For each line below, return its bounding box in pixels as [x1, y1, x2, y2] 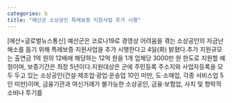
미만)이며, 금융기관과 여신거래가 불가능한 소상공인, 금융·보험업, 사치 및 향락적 [14, 79, 222, 88]
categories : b [7, 10, 48, 17]
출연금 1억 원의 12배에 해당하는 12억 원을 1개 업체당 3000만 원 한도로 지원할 [14, 53, 218, 62]
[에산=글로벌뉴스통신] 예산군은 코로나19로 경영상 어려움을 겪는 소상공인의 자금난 [7, 36, 224, 45]
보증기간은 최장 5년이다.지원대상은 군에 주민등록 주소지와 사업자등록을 [27, 62, 216, 71]
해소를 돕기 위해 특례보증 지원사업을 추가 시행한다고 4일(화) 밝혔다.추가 [7, 45, 199, 53]
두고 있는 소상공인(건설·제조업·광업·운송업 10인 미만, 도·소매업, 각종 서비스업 [14, 71, 219, 79]
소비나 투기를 [7, 88, 43, 97]
